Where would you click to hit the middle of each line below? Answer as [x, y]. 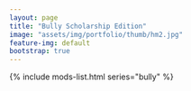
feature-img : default [50, 43]
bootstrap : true [40, 51]
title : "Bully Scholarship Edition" [78, 26]
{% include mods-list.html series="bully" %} [91, 77]
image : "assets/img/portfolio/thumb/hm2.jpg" [96, 34]
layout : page [34, 18]
